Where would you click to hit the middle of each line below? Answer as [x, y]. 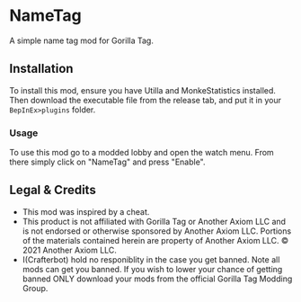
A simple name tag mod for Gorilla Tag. [82, 40]
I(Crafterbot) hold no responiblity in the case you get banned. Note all [151, 259]
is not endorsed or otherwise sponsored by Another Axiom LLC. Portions [157, 231]
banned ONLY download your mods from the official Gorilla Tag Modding [157, 279]
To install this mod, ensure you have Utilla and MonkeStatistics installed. [143, 90]
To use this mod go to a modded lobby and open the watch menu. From [142, 153]
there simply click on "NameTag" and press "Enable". [107, 162]
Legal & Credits [53, 190]
